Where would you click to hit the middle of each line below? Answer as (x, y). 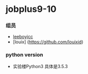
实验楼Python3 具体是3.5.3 (40, 66)
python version (25, 55)
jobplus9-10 (31, 9)
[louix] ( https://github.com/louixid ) (48, 42)
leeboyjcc (23, 37)
